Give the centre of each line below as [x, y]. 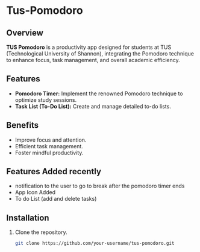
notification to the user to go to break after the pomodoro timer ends [100, 186]
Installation [28, 218]
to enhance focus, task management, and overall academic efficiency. [93, 60]
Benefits [23, 125]
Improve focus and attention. [51, 140]
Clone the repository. [41, 232]
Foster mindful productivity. [49, 153]
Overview [25, 33]
